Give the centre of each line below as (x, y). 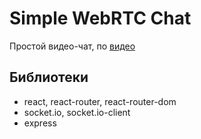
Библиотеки (49, 77)
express (40, 123)
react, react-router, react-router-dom (100, 101)
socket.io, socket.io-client (77, 112)
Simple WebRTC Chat (100, 18)
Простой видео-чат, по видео (72, 46)
